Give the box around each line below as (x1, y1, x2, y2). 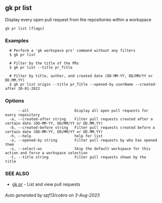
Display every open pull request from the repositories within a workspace (5, 16, 152, 22)
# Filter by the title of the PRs (9, 61, 79, 66)
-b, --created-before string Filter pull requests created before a (9, 125, 155, 130)
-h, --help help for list (9, 134, 103, 139)
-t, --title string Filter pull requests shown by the (9, 155, 146, 160)
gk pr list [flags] (5, 26, 45, 31)
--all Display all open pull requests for (17, 108, 149, 113)
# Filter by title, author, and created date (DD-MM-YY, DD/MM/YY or (9, 73, 153, 79)
